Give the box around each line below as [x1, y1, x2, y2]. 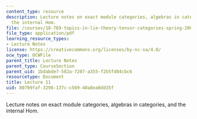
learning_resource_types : [6, 36, 69, 42]
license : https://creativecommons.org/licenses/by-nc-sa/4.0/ [6, 47, 161, 53]
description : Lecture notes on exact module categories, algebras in [6, 14, 180, 20]
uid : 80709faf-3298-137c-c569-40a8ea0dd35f [6, 85, 114, 91]
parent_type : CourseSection [6, 63, 75, 69]
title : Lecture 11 [6, 80, 51, 86]
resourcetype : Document [6, 74, 64, 80]
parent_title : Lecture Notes [6, 57, 77, 63]
